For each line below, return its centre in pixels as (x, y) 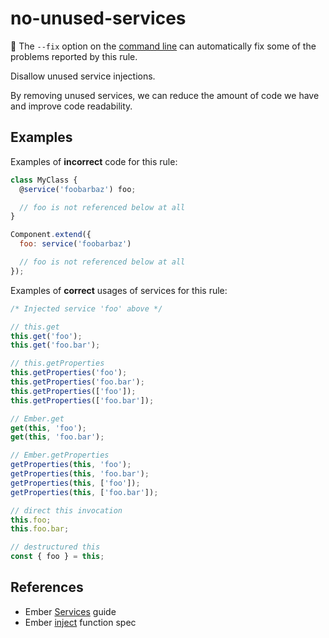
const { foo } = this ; (57, 557)
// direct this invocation (66, 510)
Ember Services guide (70, 611)
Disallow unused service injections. (83, 76)
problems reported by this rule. (74, 56)
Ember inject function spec (80, 622)
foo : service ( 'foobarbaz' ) (75, 244)
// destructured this (55, 547)
